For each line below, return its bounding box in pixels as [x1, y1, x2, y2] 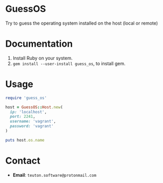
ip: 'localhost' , [10, 109, 47, 114]
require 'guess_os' [5, 95, 47, 100]
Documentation [5, 38, 73, 50]
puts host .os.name [5, 137, 45, 143]
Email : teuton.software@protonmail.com [12, 172, 96, 178]
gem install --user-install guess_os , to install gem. [12, 60, 126, 67]
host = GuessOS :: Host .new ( [5, 105, 63, 110]
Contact [5, 155, 40, 167]
